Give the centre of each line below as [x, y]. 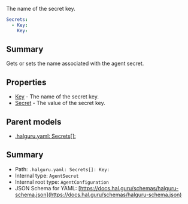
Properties [26, 82]
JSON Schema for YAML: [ [48, 188]
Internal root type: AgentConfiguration [62, 182]
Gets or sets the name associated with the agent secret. [75, 64]
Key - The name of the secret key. [57, 97]
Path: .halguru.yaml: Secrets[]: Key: [62, 169]
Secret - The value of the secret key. [60, 103]
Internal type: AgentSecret [47, 175]
